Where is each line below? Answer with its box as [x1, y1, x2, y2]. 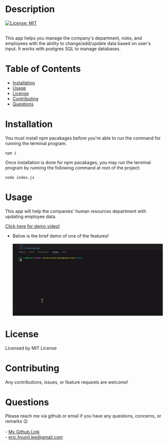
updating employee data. [5, 213, 56, 219]
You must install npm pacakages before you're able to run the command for [5, 135, 161, 141]
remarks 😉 [5, 418, 28, 424]
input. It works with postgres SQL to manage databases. [5, 45, 121, 51]
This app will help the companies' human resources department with [5, 208, 146, 214]
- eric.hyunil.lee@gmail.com [5, 434, 63, 440]
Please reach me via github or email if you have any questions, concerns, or [5, 413, 161, 419]
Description [5, 3, 55, 15]
